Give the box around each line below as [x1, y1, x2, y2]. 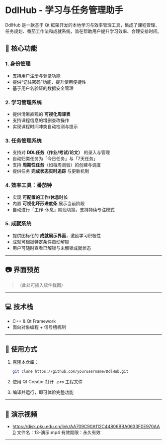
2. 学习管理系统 [5, 99, 42, 106]
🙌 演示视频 [5, 410, 37, 419]
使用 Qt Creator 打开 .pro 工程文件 [12, 379, 83, 385]
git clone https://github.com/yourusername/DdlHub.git [12, 369, 129, 374]
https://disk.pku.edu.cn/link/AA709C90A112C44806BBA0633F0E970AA [12, 423, 160, 429]
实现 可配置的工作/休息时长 [12, 194, 68, 200]
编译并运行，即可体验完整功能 [12, 389, 74, 395]
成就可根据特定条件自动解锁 [12, 239, 70, 245]
